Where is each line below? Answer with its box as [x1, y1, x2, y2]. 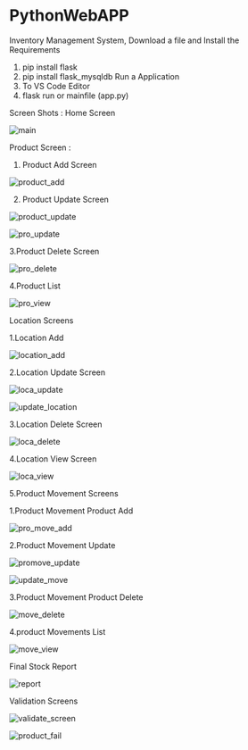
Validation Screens [9, 696, 79, 706]
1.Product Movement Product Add [9, 505, 134, 516]
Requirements [9, 44, 61, 54]
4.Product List [9, 280, 61, 291]
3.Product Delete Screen [9, 246, 100, 256]
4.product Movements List [9, 626, 106, 637]
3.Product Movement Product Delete [9, 591, 145, 603]
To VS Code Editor [21, 80, 91, 91]
